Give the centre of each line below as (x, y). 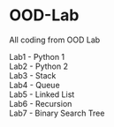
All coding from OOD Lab (55, 40)
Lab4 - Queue (34, 85)
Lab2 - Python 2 (39, 66)
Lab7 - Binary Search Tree (57, 113)
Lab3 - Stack (33, 75)
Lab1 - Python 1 (37, 56)
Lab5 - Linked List (42, 94)
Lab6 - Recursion (41, 103)
